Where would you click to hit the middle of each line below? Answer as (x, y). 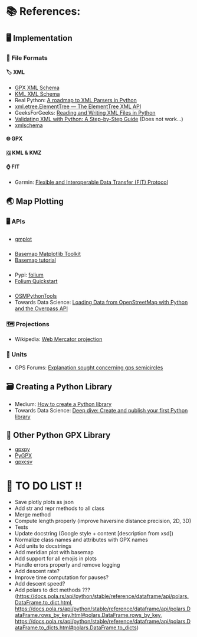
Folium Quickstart (36, 281)
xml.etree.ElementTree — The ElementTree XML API (78, 106)
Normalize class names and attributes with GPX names (81, 540)
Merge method (33, 515)
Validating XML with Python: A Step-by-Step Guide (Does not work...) (99, 119)
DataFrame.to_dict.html (43, 603)
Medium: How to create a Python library (63, 404)
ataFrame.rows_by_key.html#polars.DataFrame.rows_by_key (88, 615)
